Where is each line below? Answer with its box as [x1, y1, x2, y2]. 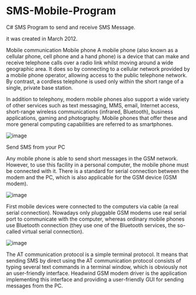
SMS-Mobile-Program [6, 4, 117, 18]
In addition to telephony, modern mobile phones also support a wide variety [6, 96, 190, 103]
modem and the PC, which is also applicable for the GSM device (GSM [6, 173, 177, 181]
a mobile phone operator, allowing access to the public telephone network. [6, 71, 187, 78]
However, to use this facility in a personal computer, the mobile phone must [6, 161, 189, 168]
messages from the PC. [6, 282, 64, 289]
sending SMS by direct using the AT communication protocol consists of [6, 257, 181, 264]
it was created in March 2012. [6, 35, 78, 42]
